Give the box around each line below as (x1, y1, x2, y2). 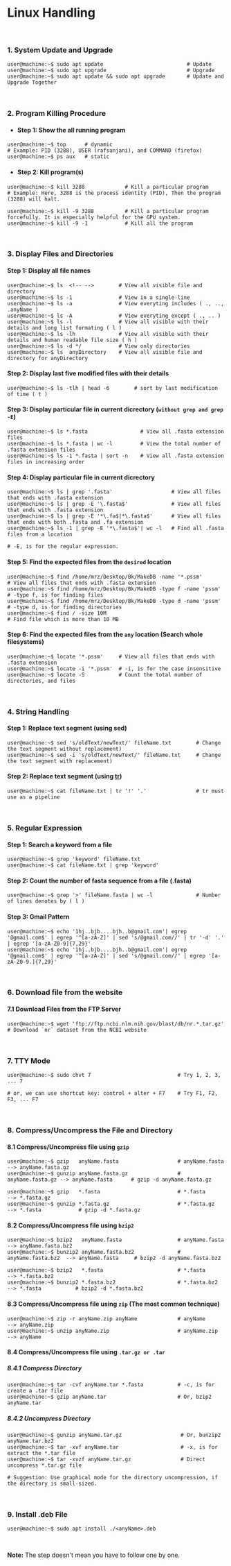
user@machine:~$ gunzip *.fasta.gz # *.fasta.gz (7, 1200, 215, 1208)
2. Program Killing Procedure (7, 109, 106, 119)
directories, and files (7, 677, 76, 684)
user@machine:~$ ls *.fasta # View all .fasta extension (7, 428, 225, 435)
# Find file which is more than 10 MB (7, 615, 119, 622)
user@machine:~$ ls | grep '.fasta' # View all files (7, 488, 221, 495)
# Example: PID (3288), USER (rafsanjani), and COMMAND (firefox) (7, 147, 203, 154)
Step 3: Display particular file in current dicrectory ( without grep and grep (7, 405, 223, 414)
